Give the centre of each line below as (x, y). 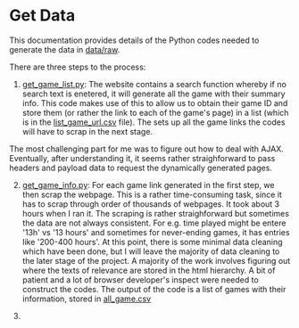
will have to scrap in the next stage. (87, 131)
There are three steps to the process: (78, 67)
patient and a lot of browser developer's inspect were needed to (140, 279)
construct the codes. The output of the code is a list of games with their (154, 289)
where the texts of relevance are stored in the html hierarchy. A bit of (149, 270)
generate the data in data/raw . (65, 49)
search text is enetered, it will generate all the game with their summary (154, 94)
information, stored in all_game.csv (87, 299)
